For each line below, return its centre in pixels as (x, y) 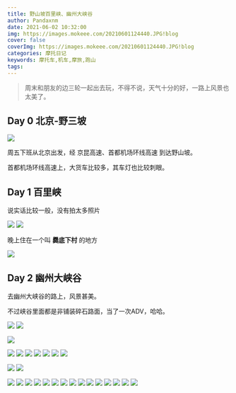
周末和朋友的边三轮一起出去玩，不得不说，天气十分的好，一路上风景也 (127, 87)
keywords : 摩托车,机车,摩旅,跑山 (52, 60)
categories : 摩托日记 (37, 54)
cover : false (26, 40)
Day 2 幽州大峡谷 (45, 278)
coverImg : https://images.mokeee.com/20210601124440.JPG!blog (101, 47)
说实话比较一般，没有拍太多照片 (54, 210)
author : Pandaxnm (33, 21)
